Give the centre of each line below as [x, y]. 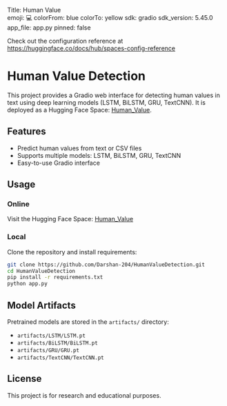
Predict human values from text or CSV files [79, 148]
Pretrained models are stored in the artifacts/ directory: [88, 322]
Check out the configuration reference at [65, 41]
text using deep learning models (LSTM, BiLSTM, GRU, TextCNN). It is [106, 102]
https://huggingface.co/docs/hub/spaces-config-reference [91, 48]
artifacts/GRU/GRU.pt [48, 351]
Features [27, 131]
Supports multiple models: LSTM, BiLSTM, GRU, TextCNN [99, 155]
